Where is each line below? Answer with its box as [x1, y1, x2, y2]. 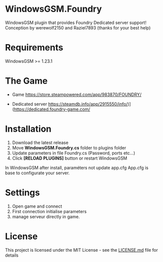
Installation [5, 123, 52, 134]
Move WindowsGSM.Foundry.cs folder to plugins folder [12, 144, 126, 150]
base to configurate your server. [5, 170, 70, 176]
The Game [5, 75, 48, 87]
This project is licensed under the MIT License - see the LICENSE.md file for [5, 247, 158, 253]
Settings [5, 187, 40, 198]
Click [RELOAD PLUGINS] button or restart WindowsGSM [12, 155, 128, 161]
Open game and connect [12, 203, 62, 209]
